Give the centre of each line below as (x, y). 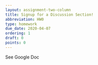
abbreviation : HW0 (24, 19)
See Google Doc (22, 57)
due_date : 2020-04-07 (28, 29)
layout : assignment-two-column (38, 10)
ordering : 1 (18, 33)
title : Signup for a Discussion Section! (50, 15)
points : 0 (16, 43)
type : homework (21, 24)
